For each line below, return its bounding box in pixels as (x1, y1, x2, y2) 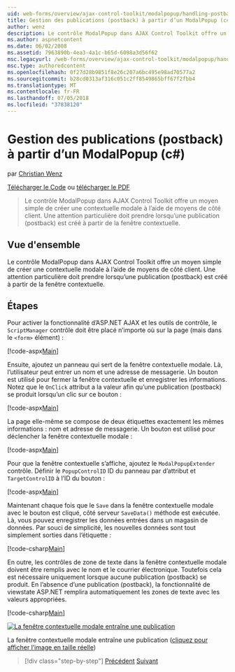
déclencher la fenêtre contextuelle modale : (7, 432, 133, 441)
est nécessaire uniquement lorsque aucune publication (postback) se (7, 573, 207, 581)
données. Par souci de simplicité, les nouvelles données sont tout (7, 524, 196, 532)
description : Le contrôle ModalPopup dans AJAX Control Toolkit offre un (7, 29, 227, 37)
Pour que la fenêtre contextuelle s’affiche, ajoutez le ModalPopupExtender (7, 459, 215, 468)
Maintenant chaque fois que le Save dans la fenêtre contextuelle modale (7, 501, 214, 510)
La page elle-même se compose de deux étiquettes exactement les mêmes (7, 417, 225, 426)
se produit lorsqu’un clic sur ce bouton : (7, 390, 122, 399)
